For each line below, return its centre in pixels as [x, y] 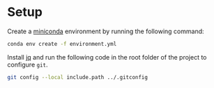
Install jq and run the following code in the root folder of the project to [107, 57]
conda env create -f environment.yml [62, 44]
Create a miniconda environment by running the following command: [106, 31]
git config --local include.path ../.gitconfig [78, 77]
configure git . [28, 64]
